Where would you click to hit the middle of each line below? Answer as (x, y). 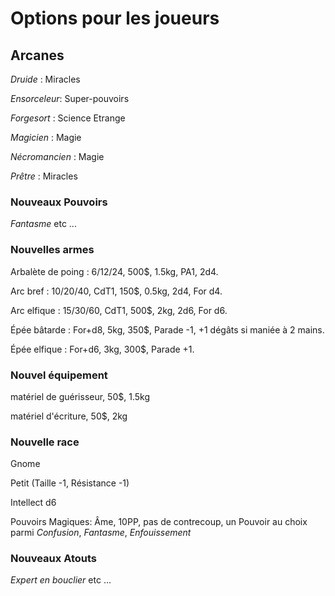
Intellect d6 (33, 503)
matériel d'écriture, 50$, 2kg (69, 416)
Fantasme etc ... (43, 224)
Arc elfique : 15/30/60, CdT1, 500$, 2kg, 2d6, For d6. (119, 310)
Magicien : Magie (46, 137)
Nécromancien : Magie (57, 156)
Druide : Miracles (45, 79)
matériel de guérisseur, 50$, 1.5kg (80, 396)
